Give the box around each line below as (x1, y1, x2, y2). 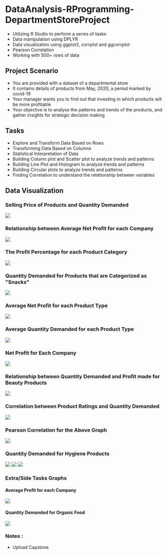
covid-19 (12, 90, 31, 96)
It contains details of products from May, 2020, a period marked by (12, 85, 151, 91)
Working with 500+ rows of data (12, 52, 79, 58)
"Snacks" (5, 279, 30, 286)
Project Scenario (5, 67, 59, 75)
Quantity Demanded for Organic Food (5, 509, 85, 515)
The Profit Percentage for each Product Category (5, 248, 128, 255)
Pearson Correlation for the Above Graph (5, 427, 107, 434)
